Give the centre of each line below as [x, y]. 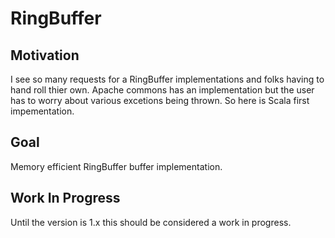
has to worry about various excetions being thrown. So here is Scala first [160, 100]
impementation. [42, 111]
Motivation [45, 55]
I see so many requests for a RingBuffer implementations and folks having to [167, 79]
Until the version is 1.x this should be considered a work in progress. [151, 222]
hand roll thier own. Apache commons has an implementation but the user [162, 90]
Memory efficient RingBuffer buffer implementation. [116, 166]
